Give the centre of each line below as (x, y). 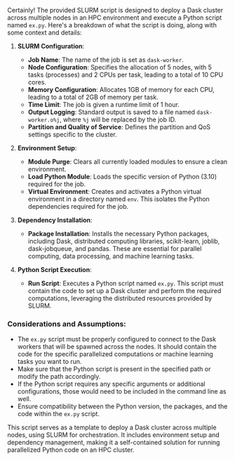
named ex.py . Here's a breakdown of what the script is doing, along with (112, 25)
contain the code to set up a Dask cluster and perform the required (125, 291)
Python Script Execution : (55, 270)
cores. (37, 82)
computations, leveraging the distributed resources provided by (120, 298)
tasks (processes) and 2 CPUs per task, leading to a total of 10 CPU (125, 74)
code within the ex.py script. (59, 414)
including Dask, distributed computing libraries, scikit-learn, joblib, (124, 241)
